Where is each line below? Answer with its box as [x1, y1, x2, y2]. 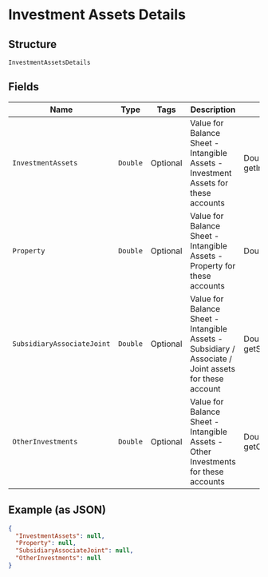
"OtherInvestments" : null [15, 554, 102, 563]
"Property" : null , [15, 539, 77, 547]
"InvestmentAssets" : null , [15, 531, 105, 540]
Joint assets [190, 363, 235, 374]
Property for [190, 260, 236, 271]
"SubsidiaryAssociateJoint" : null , [15, 547, 134, 555]
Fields [8, 80, 40, 94]
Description [190, 104, 236, 115]
